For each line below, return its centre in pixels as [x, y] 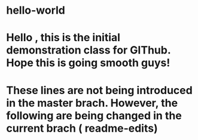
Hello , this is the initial [63, 38]
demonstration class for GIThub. [89, 50]
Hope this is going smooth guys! [88, 63]
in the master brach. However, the [92, 103]
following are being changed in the [94, 115]
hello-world [36, 10]
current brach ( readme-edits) [82, 128]
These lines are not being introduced [99, 90]
